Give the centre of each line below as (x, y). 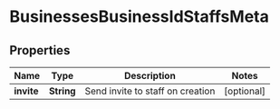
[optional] (244, 91)
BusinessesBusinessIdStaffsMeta (139, 17)
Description (150, 76)
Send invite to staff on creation (150, 91)
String (62, 91)
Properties (40, 50)
